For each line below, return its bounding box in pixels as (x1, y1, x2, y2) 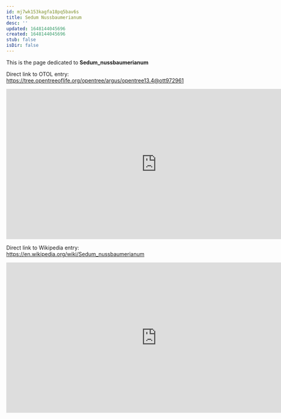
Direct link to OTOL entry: (6, 70, 69, 78)
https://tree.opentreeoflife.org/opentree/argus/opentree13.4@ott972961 (6, 76, 184, 84)
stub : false (6, 37, 36, 43)
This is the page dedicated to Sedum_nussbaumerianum (6, 58, 149, 66)
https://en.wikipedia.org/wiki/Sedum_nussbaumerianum (6, 250, 145, 257)
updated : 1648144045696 (6, 25, 66, 32)
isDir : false (6, 43, 39, 49)
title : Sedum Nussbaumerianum (6, 14, 82, 20)
